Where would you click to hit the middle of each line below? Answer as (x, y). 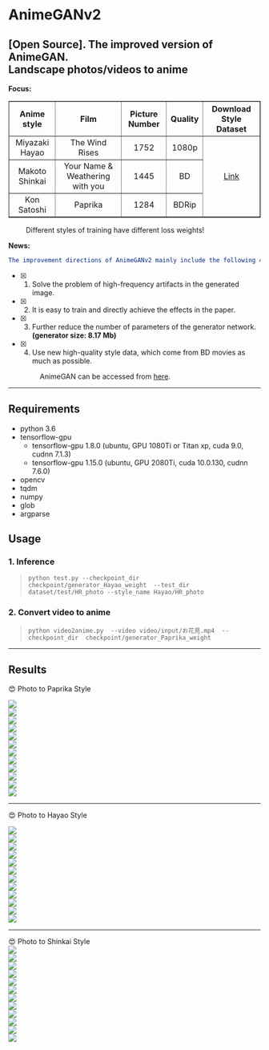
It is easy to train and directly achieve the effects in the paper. (134, 310)
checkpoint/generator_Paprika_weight (148, 638)
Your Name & (88, 166)
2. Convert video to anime (60, 613)
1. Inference (32, 561)
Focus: (20, 89)
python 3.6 (38, 428)
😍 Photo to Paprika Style (50, 689)
